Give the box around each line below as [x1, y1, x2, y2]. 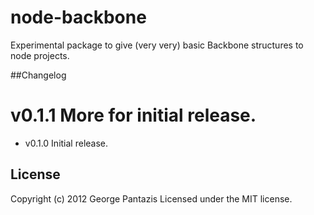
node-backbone [10, 6, 147, 29]
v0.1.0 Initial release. [24, 137, 109, 149]
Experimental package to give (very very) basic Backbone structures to [10, 39, 304, 51]
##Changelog [10, 69, 67, 81]
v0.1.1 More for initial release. [10, 104, 257, 127]
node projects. [10, 49, 70, 61]
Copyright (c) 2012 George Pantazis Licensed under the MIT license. [10, 192, 293, 205]
